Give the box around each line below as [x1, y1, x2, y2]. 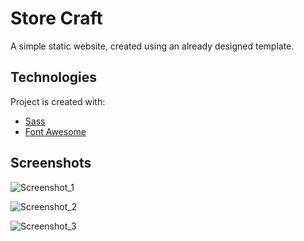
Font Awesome [24, 125, 87, 137]
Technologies [10, 69, 98, 86]
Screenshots [10, 155, 92, 172]
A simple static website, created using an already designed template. [10, 40, 295, 52]
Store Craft [10, 7, 103, 30]
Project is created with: [10, 95, 106, 107]
